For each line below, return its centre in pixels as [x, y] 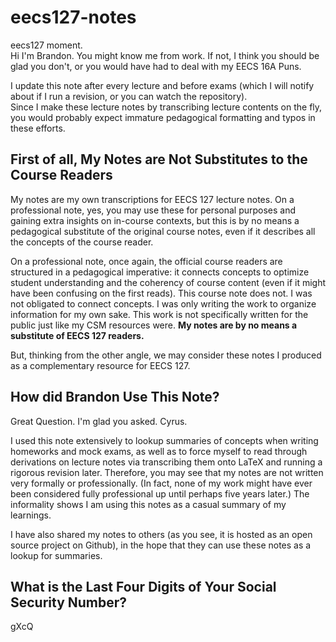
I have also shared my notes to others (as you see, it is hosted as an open [161, 534]
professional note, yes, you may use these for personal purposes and [153, 210]
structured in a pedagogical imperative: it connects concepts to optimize [160, 272]
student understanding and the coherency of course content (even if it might [168, 282]
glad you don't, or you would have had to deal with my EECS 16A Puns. [156, 66]
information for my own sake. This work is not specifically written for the [159, 314]
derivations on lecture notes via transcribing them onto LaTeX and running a [166, 462]
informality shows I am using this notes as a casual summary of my [148, 504]
